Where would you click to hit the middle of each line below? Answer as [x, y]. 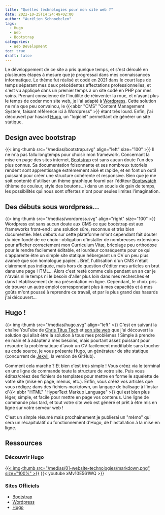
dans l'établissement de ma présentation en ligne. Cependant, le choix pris [81, 281]
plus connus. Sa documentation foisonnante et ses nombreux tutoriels [76, 165]
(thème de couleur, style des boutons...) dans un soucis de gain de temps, [81, 186]
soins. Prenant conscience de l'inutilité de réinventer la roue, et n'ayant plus [82, 96]
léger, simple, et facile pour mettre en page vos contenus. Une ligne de [77, 397]
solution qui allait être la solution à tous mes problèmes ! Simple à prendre [80, 335]
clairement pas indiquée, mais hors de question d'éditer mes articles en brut [82, 266]
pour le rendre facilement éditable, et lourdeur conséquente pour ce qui [78, 250]
